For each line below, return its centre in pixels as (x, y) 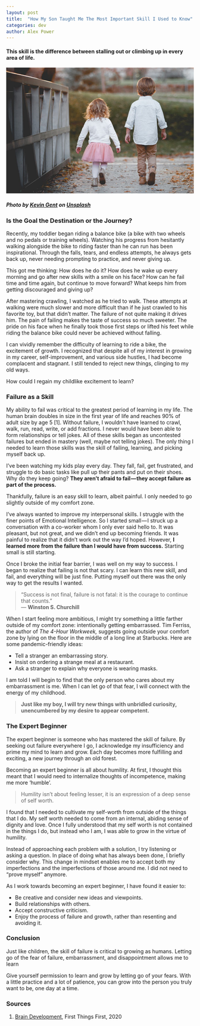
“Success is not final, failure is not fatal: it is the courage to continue (104, 595)
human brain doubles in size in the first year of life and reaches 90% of (93, 416)
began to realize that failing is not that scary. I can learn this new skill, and (97, 570)
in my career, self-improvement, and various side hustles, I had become (94, 357)
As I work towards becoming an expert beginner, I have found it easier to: (96, 886)
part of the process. (31, 485)
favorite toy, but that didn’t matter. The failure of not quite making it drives (97, 314)
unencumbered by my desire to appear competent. (85, 711)
